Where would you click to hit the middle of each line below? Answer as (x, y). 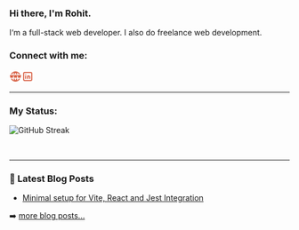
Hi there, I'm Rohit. (50, 13)
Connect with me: (48, 56)
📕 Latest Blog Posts (52, 178)
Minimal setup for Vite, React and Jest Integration (113, 198)
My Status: (33, 111)
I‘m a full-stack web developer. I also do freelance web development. (136, 33)
